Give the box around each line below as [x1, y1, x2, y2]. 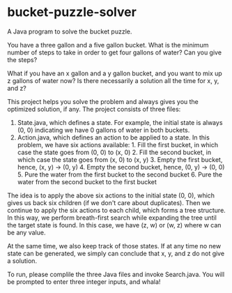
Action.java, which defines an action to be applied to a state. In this [17, 133, 210, 142]
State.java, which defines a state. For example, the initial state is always [17, 118, 223, 126]
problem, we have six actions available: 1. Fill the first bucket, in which [17, 140, 219, 149]
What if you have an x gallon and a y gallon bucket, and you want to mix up [7, 69, 223, 77]
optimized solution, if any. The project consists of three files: [7, 105, 181, 113]
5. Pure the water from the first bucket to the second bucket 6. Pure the [17, 170, 223, 179]
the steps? [7, 55, 38, 63]
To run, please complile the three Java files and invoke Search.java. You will [7, 270, 225, 278]
